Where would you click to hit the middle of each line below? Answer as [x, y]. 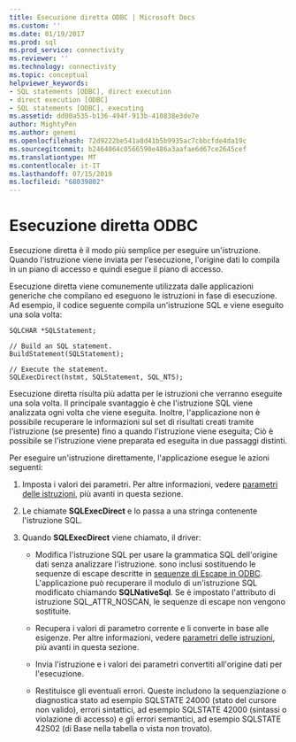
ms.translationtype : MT [53, 157]
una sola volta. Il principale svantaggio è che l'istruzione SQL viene [131, 403]
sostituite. [53, 611]
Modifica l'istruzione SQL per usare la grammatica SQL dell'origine [156, 555]
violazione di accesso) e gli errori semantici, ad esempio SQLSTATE [158, 719]
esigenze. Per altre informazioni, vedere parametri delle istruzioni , [155, 638]
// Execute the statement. [59, 370]
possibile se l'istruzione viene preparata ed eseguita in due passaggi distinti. [148, 441]
